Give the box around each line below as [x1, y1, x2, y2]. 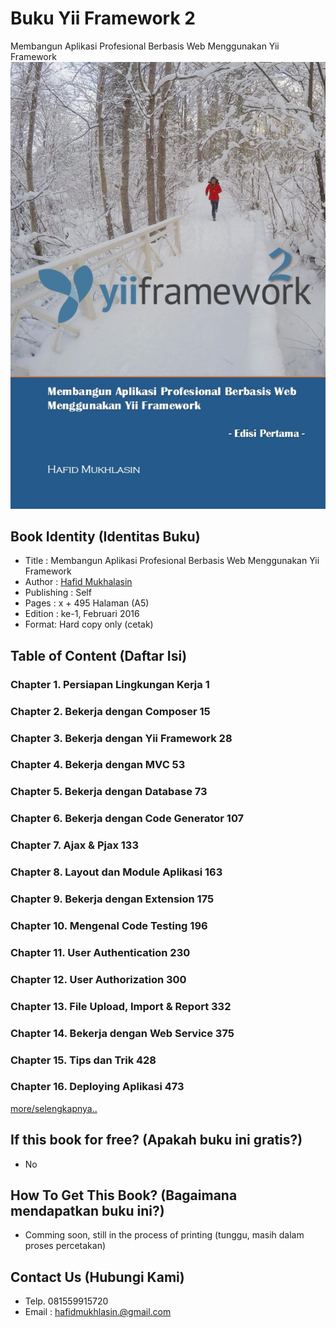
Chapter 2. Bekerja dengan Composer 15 [10, 704, 211, 718]
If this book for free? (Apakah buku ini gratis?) [10, 1132, 303, 1149]
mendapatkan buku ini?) [10, 1203, 165, 1220]
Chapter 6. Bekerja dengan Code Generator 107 [10, 812, 245, 826]
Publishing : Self [24, 587, 92, 599]
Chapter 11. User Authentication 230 [10, 945, 191, 959]
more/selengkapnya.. [10, 1102, 98, 1114]
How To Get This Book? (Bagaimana [10, 1187, 238, 1204]
